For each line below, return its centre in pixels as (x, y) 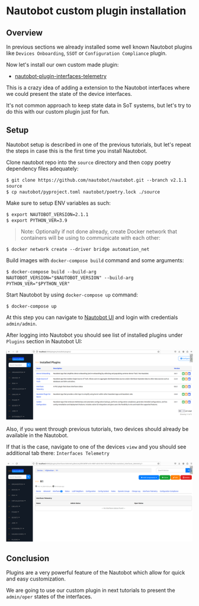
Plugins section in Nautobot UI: (44, 341)
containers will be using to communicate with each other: (91, 237)
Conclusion (28, 558)
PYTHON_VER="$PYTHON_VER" (38, 283)
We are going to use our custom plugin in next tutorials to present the (91, 591)
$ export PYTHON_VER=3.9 (37, 220)
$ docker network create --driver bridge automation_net (78, 249)
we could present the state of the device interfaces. (69, 94)
